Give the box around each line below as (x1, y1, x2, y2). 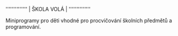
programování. (5, 24, 41, 30)
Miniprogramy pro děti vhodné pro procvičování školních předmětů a (5, 17, 172, 24)
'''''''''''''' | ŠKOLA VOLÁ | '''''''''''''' (5, 6, 91, 12)
